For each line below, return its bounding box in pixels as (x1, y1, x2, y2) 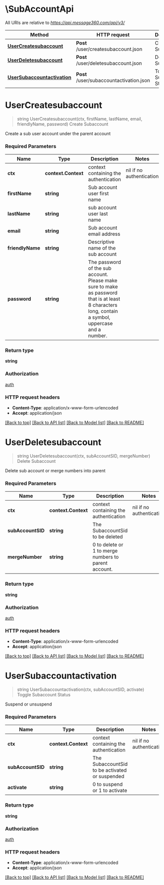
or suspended (92, 773, 124, 780)
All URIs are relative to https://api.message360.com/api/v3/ (5, 20, 125, 25)
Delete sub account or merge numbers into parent (5, 468, 106, 474)
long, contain (88, 308, 118, 315)
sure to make (88, 283, 118, 290)
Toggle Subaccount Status (17, 692, 71, 698)
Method (30, 31, 49, 38)
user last (88, 210, 108, 217)
